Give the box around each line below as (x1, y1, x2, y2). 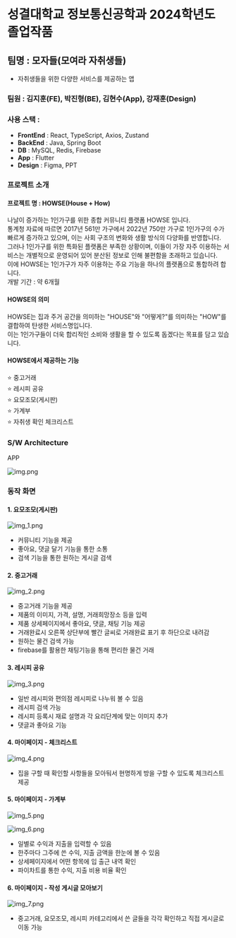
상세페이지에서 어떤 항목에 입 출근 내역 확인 (17, 857, 137, 865)
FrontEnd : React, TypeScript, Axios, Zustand (17, 131, 149, 140)
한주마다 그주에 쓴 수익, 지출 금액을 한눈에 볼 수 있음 (17, 848, 161, 857)
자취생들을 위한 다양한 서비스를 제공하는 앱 (17, 75, 135, 83)
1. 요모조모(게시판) (7, 505, 58, 513)
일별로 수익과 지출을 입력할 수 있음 (17, 839, 112, 848)
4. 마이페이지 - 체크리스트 (7, 738, 77, 747)
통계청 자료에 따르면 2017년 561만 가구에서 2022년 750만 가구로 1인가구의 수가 (7, 225, 225, 233)
